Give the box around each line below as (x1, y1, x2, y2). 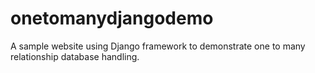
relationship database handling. (10, 50, 140, 62)
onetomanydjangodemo (10, 7, 214, 30)
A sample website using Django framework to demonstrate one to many (10, 40, 306, 52)
